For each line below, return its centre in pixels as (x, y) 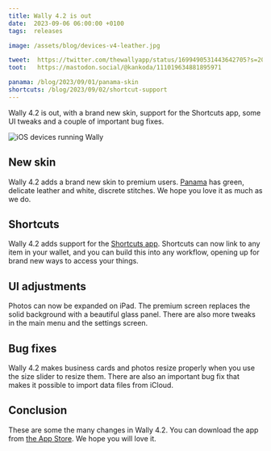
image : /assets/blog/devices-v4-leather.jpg (84, 45)
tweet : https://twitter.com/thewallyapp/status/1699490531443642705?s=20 (137, 60)
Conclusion (38, 410)
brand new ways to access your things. (73, 261)
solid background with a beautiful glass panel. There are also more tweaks (132, 314)
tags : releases (35, 31)
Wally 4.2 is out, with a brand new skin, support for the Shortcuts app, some (135, 112)
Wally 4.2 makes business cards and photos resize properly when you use (132, 368)
